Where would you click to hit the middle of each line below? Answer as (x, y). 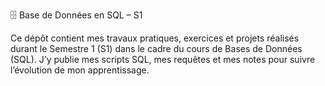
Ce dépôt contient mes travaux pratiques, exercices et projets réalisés (155, 38)
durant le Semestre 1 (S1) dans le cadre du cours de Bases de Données (156, 48)
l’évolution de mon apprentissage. (80, 70)
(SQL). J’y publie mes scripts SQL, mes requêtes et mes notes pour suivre (163, 59)
